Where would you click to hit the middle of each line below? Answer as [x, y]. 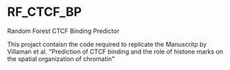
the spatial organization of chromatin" [61, 58]
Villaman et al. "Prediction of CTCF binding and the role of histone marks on [115, 51]
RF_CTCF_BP [44, 12]
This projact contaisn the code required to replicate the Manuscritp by [107, 44]
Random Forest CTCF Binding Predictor [63, 31]
